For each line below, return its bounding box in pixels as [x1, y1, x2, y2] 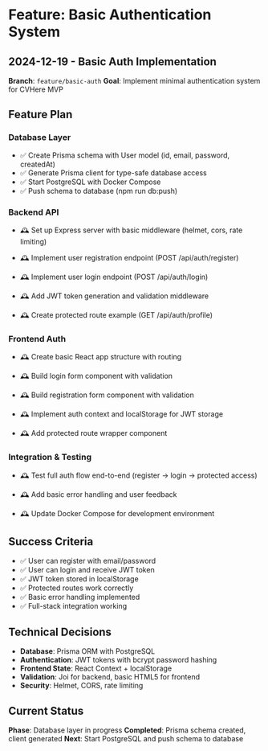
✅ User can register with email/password [19, 556, 156, 566]
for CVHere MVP [8, 84, 64, 94]
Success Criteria [8, 535, 94, 548]
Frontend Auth [8, 333, 67, 344]
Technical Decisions [8, 625, 112, 638]
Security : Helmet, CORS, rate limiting [19, 681, 144, 691]
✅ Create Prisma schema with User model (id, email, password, [19, 150, 230, 160]
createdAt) [19, 159, 56, 169]
